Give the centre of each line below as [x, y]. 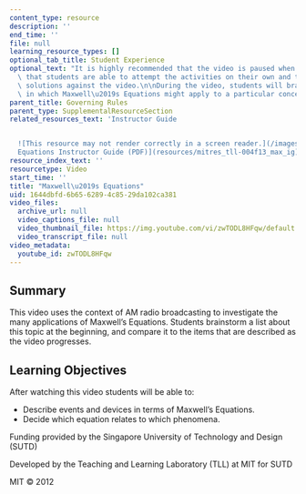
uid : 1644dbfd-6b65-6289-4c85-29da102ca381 [93, 195]
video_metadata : [40, 245]
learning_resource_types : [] [65, 52]
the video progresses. [51, 341]
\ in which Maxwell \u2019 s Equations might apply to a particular [146, 94]
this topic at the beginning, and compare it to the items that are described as [153, 332]
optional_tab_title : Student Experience [87, 60]
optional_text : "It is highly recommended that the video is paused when [153, 69]
